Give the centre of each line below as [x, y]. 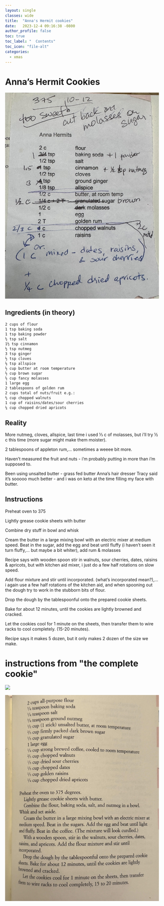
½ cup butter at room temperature [40, 369]
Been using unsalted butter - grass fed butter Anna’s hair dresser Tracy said [81, 474]
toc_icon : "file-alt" [27, 47]
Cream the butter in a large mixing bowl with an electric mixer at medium [78, 540]
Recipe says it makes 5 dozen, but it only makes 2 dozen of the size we [77, 638]
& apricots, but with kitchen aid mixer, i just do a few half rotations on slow [80, 565]
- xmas [16, 57]
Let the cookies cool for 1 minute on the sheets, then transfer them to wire [79, 623]
